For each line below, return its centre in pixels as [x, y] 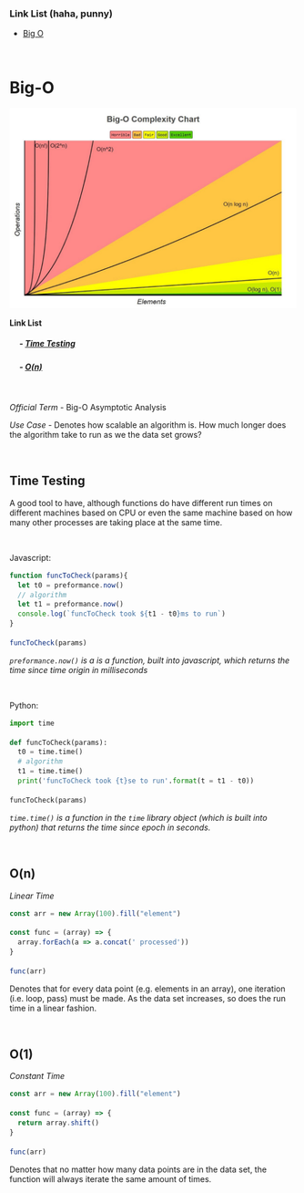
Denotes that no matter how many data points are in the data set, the [138, 1169]
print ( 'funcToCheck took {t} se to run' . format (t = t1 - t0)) [136, 781]
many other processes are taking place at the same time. [116, 522]
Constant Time [37, 1076]
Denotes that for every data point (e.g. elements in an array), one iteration [147, 989]
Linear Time [32, 896]
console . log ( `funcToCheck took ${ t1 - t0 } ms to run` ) [122, 614]
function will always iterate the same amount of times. [111, 1178]
